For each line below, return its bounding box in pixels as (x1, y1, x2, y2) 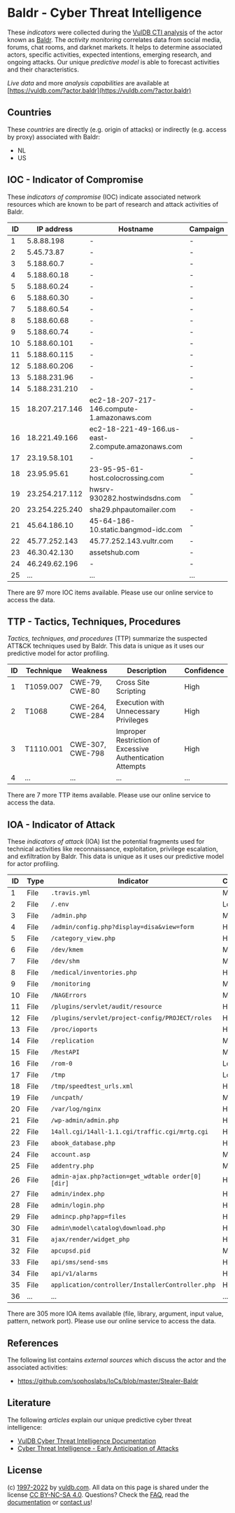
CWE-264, (69, 702, 107, 712)
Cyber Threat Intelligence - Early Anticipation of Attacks (17, 1444, 179, 1452)
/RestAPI (50, 1048, 80, 1057)
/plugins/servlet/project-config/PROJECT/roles (50, 1014, 212, 1022)
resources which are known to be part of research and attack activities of (7, 200, 219, 208)
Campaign (189, 224, 225, 234)
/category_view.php (50, 935, 116, 942)
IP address (36, 224, 73, 234)
